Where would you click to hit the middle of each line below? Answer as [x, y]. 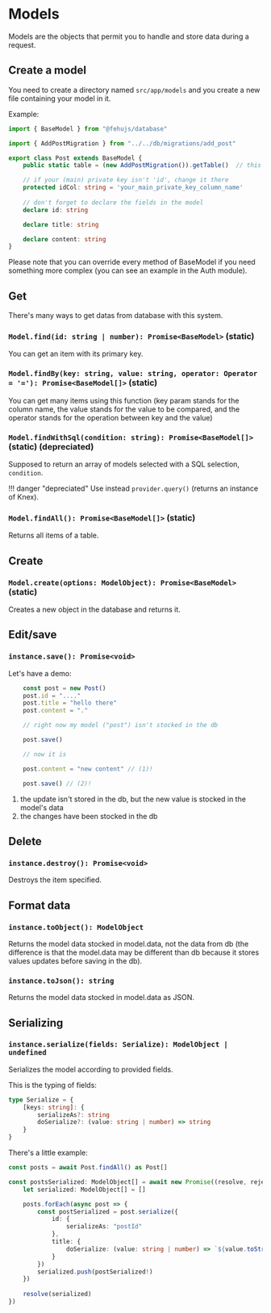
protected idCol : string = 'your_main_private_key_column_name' [133, 188]
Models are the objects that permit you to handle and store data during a [129, 36]
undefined [27, 1053]
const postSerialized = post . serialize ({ [108, 1211]
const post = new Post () [65, 688]
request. [22, 44]
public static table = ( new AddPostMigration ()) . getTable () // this [142, 165]
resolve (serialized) [57, 1294]
